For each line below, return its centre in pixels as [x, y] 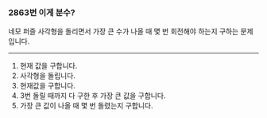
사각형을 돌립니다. [47, 76]
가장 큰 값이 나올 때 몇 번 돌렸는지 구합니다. [86, 106]
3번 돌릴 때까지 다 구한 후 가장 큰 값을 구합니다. [93, 96]
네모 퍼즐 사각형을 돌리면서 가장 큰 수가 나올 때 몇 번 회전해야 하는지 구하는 [124, 31]
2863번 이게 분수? [42, 12]
